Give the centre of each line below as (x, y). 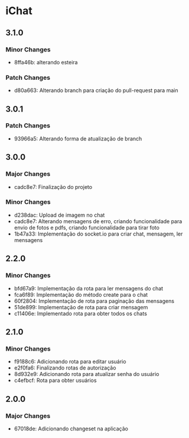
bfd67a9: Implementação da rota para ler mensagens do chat (89, 288)
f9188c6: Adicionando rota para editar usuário (70, 362)
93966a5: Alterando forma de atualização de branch (78, 138)
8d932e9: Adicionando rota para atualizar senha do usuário (87, 374)
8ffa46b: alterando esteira (46, 62)
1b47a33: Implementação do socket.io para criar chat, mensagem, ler (98, 234)
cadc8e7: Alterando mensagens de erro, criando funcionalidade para (98, 221)
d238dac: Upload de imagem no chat (59, 215)
